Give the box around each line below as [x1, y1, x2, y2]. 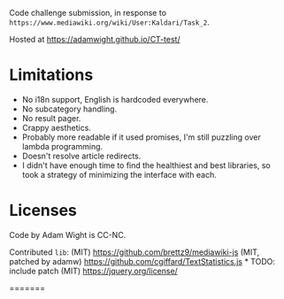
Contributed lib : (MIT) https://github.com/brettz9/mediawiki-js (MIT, [9, 247, 260, 257]
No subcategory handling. [21, 103, 118, 114]
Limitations [9, 65, 94, 85]
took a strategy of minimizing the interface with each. [21, 169, 217, 180]
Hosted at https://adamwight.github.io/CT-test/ [9, 34, 180, 44]
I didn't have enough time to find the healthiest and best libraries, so [21, 159, 272, 171]
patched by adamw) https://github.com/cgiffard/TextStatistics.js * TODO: [9, 256, 276, 266]
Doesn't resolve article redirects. [21, 150, 142, 161]
